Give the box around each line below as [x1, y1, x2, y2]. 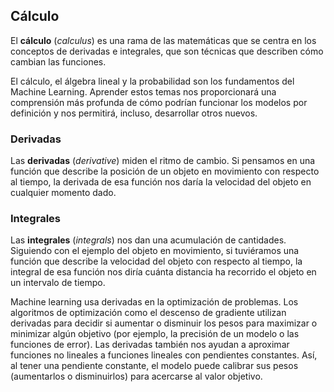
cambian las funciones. [10, 55, 107, 68]
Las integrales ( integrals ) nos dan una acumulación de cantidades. [10, 234, 287, 246]
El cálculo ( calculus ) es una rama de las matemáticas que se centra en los [10, 34, 317, 46]
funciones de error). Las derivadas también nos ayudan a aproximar [10, 339, 290, 351]
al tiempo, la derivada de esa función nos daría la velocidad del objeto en [10, 176, 312, 188]
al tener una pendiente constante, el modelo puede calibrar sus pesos [10, 360, 299, 372]
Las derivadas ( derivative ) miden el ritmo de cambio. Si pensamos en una [10, 155, 316, 167]
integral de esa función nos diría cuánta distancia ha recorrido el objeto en [10, 266, 317, 278]
